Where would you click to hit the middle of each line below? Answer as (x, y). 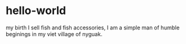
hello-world (36, 11)
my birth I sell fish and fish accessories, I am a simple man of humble (93, 28)
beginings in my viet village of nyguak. (54, 34)
